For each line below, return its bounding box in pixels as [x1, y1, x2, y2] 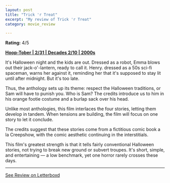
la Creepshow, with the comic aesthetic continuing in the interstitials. [5, 132, 148, 138]
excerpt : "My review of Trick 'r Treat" [5, 17, 92, 22]
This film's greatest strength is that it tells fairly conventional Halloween [5, 142, 154, 148]
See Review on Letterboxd [5, 172, 60, 178]
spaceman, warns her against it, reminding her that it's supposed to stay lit [5, 70, 161, 76]
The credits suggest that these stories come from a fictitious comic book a [5, 126, 161, 132]
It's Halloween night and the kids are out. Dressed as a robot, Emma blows [5, 59, 160, 66]
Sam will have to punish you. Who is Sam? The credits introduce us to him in [5, 90, 164, 97]
